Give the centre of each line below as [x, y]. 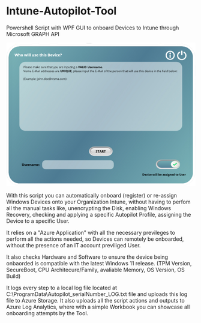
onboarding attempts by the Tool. [47, 313]
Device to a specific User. [38, 221]
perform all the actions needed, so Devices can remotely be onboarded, [95, 239]
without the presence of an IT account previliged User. [73, 245]
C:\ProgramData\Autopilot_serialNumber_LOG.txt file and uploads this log [97, 294]
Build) [13, 276]
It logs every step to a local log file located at [62, 288]
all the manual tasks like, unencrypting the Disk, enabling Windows [89, 208]
